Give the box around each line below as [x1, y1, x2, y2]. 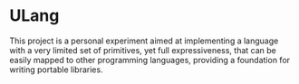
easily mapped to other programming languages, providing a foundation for [9, 54, 291, 65]
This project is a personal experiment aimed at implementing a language [9, 35, 279, 46]
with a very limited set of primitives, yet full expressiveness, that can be [9, 44, 276, 55]
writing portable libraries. [9, 64, 103, 75]
